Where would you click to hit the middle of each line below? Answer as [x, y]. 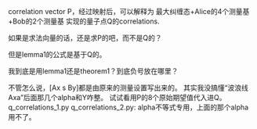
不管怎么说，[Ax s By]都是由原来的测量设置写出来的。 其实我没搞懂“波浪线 [128, 88]
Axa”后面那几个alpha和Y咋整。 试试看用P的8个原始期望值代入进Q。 [117, 97]
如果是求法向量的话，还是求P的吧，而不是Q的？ [85, 38]
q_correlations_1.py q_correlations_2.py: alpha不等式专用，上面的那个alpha [128, 107]
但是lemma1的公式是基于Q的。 [57, 54]
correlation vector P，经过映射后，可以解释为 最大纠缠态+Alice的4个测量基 [129, 11]
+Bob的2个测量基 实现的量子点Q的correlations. [84, 21]
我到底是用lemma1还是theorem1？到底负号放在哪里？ [93, 71]
